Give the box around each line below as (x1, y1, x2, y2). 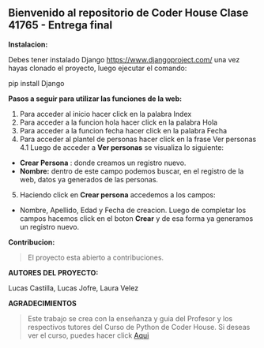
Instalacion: (8, 39, 48, 49)
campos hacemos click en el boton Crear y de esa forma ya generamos (19, 213, 254, 223)
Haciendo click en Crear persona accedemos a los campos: (19, 189, 216, 200)
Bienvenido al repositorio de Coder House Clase (8, 6, 249, 20)
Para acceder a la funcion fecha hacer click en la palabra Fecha (19, 125, 228, 135)
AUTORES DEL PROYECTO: (8, 268, 99, 277)
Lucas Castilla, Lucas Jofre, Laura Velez (8, 283, 139, 293)
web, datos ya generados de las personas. (19, 174, 159, 184)
